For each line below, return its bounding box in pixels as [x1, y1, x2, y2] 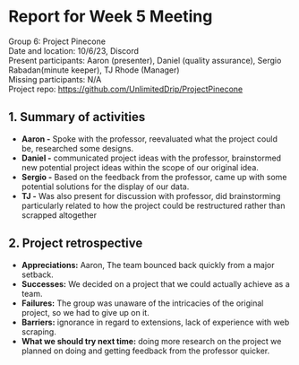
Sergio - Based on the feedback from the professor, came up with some [21, 171, 287, 182]
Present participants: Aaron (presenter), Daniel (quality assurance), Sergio [8, 55, 282, 65]
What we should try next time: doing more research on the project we [21, 335, 282, 346]
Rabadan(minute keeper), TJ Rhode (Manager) [8, 65, 180, 75]
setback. [21, 269, 55, 280]
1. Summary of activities [8, 109, 146, 125]
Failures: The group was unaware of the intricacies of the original [21, 298, 264, 309]
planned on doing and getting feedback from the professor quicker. [21, 345, 270, 356]
